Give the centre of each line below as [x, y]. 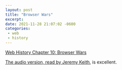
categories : [18, 29]
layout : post [19, 10]
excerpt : [14, 19]
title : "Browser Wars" [29, 15]
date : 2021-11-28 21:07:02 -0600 [40, 24]
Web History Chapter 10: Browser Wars [46, 52]
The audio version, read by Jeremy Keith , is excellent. [61, 62]
